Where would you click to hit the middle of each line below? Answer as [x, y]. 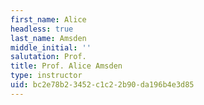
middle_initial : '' [51, 47]
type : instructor [46, 76]
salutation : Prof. [48, 57]
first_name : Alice [48, 19]
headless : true [42, 29]
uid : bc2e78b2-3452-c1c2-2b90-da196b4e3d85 [102, 85]
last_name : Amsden [48, 38]
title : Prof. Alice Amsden [66, 66]
